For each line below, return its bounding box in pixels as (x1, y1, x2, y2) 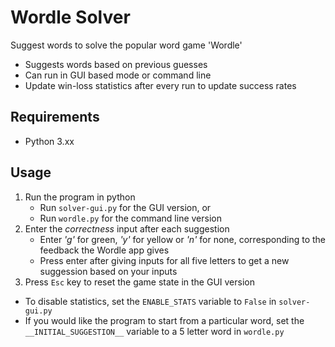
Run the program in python (24, 191, 136, 203)
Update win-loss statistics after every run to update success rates (24, 79, 297, 91)
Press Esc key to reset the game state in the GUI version (24, 276, 255, 288)
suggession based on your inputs (39, 265, 178, 277)
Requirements (10, 109, 100, 126)
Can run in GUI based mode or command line (24, 69, 212, 81)
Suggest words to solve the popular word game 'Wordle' (10, 39, 243, 51)
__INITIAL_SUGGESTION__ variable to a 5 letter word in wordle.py (24, 325, 285, 337)
